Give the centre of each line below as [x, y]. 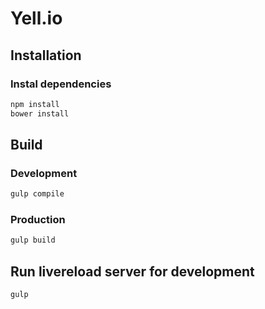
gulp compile [37, 194]
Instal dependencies [61, 84]
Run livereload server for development [132, 271]
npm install [35, 104]
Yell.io [36, 18]
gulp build [33, 240]
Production [38, 220]
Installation [46, 55]
